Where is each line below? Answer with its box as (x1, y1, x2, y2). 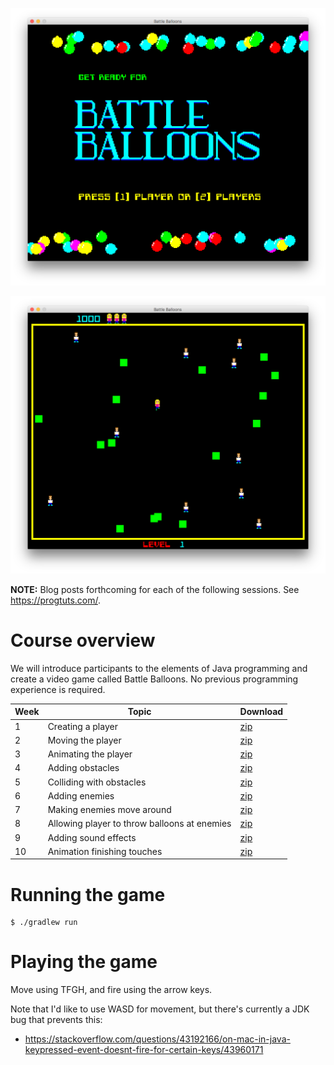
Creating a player (47, 720, 118, 732)
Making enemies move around (47, 804, 172, 816)
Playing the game (10, 951, 158, 973)
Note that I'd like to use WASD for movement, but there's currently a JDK (10, 1003, 310, 1015)
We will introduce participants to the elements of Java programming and (10, 662, 308, 674)
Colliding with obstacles (47, 776, 147, 788)
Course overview (10, 629, 156, 652)
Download (239, 706, 284, 718)
